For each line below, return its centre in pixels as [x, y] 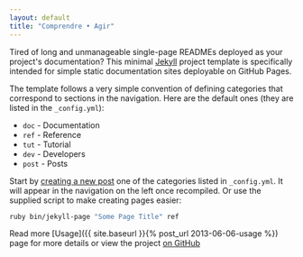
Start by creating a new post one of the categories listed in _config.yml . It [147, 180]
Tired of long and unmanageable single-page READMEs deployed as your [146, 51]
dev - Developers [54, 153]
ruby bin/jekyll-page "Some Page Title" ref [94, 216]
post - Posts [45, 163]
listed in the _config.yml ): [57, 107]
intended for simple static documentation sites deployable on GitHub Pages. [151, 71]
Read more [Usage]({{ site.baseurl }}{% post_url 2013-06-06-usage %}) [144, 234]
